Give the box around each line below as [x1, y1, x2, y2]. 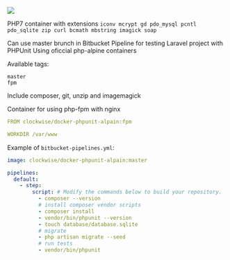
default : [13, 175, 39, 183]
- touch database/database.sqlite [38, 220, 138, 228]
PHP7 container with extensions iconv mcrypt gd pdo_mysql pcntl [7, 19, 197, 28]
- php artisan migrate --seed [38, 234, 126, 241]
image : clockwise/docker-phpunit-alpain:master [7, 157, 148, 164]
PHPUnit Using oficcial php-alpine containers [7, 46, 137, 55]
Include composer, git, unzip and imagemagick [7, 92, 141, 100]
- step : [19, 182, 42, 189]
